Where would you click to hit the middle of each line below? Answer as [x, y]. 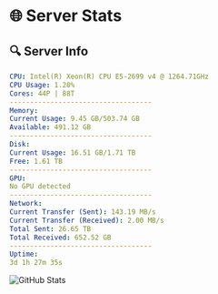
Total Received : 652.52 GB [60, 238]
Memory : [24, 110]
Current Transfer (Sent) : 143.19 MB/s [83, 212]
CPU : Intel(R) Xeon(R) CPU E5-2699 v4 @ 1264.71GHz [109, 76]
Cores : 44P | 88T [42, 93]
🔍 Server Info [49, 51]
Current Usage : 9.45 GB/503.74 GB [75, 119]
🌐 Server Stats [66, 16]
